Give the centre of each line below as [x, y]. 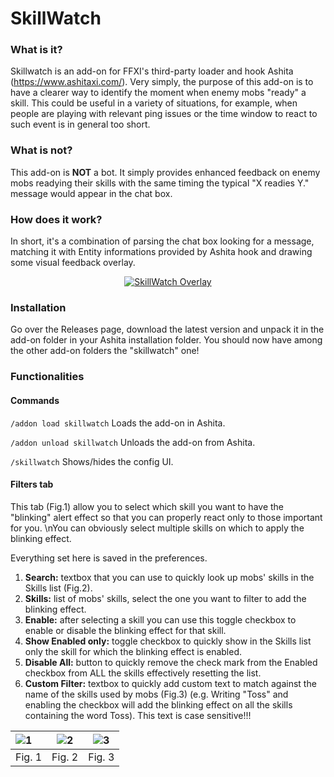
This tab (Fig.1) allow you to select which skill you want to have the [147, 506]
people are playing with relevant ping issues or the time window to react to [164, 114]
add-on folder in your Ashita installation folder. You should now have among [166, 340]
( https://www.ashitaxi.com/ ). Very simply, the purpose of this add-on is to [162, 82]
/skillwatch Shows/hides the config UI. [92, 461]
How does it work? [56, 219]
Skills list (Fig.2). [58, 588]
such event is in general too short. [80, 124]
